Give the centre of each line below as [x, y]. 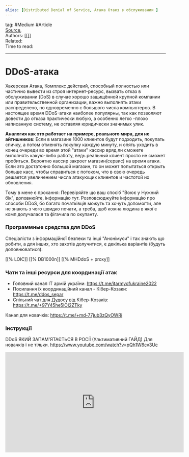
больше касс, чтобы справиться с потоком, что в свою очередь [75, 172]
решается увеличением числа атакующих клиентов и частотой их [77, 177]
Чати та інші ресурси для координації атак [61, 272]
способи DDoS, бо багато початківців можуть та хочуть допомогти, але [83, 203]
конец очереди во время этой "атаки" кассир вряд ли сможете [74, 150]
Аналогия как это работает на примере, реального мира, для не [77, 134]
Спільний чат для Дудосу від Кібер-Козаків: [60, 300]
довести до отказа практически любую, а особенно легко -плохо [77, 118]
